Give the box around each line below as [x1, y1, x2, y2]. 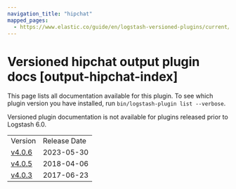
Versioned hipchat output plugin [7, 53, 200, 70]
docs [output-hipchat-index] [7, 68, 178, 84]
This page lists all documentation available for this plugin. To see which [7, 92, 214, 100]
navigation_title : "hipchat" [7, 10, 93, 18]
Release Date [42, 136, 86, 146]
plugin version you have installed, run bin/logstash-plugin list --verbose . [7, 99, 226, 107]
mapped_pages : [7, 17, 49, 24]
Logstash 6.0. [7, 120, 47, 129]
